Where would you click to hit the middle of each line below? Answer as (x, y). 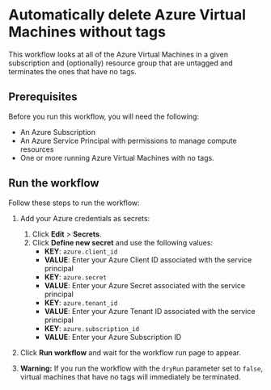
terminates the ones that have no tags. (72, 71)
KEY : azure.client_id (81, 251)
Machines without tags (87, 32)
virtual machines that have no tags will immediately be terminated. (130, 376)
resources (37, 149)
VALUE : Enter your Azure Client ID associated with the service (148, 259)
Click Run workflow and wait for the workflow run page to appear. (130, 352)
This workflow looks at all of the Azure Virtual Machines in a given (119, 54)
